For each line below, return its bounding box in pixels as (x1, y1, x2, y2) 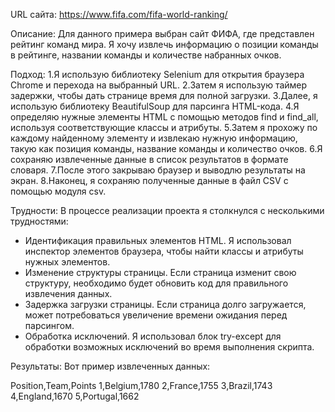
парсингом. (24, 320, 75, 331)
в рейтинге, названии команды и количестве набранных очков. (10, 49, 282, 61)
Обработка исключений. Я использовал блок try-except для (24, 330, 282, 342)
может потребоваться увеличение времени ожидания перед (24, 309, 288, 321)
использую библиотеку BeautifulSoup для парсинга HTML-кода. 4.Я (10, 100, 300, 112)
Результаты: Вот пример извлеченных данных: (10, 360, 211, 372)
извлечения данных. (24, 288, 113, 299)
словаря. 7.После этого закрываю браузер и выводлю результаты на (10, 164, 306, 176)
